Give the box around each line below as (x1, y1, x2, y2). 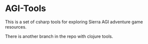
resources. (5, 24, 27, 29)
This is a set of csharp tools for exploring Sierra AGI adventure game (5, 19, 143, 25)
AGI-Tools (5, 3, 46, 14)
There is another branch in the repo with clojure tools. (5, 33, 113, 39)
